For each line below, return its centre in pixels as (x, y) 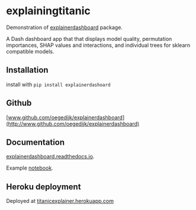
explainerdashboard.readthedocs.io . (50, 157)
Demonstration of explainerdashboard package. (65, 27)
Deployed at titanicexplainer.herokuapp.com (60, 201)
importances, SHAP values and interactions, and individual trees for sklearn (98, 45)
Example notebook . (30, 168)
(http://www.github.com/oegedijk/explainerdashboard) (73, 123)
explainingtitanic (48, 11)
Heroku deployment (44, 187)
